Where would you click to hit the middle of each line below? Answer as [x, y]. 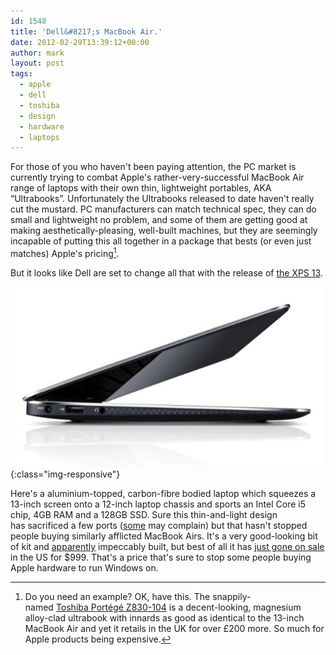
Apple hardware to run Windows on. [84, 567]
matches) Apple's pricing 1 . [65, 252]
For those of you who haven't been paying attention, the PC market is [153, 167]
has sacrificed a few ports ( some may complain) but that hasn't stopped [159, 525]
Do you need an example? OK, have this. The [117, 596]
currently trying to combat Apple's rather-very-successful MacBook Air [157, 177]
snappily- [232, 596]
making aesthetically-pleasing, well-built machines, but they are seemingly [164, 231]
